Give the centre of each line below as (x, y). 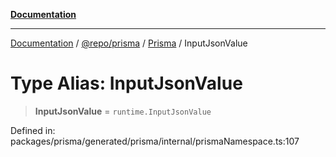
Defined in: (33, 130)
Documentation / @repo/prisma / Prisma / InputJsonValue (129, 43)
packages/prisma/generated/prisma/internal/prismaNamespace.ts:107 (155, 141)
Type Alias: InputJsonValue (126, 83)
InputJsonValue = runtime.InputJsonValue (123, 111)
